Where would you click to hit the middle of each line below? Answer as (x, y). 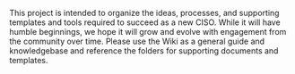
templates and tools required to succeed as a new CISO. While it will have (145, 22)
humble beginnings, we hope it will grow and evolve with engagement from (148, 32)
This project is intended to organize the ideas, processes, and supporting (144, 13)
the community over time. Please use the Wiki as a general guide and (137, 41)
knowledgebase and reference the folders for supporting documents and (144, 51)
